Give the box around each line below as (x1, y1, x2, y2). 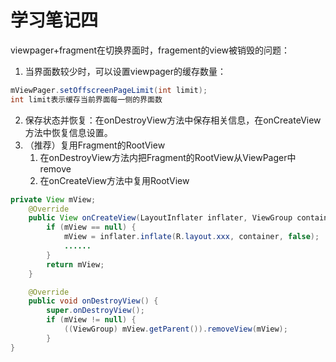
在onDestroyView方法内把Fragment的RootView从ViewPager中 (39, 151, 297, 163)
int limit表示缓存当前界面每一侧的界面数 (10, 94, 163, 105)
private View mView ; (10, 194, 97, 205)
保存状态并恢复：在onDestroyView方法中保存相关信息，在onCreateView (24, 114, 322, 126)
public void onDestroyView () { (28, 296, 159, 306)
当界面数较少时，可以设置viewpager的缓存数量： (24, 65, 227, 77)
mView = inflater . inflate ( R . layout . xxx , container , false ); (63, 232, 320, 242)
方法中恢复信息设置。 (24, 126, 113, 138)
